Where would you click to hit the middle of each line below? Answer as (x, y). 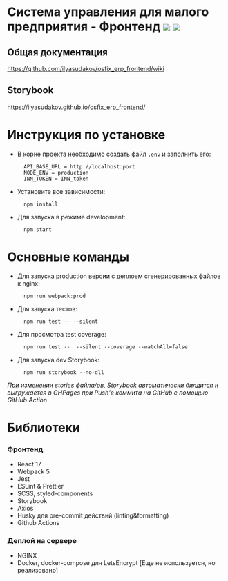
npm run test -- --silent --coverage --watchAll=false (106, 347)
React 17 (29, 464)
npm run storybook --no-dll (64, 372)
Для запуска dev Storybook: (58, 360)
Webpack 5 (34, 472)
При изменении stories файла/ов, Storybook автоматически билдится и (113, 385)
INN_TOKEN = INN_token (56, 179)
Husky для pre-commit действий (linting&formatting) (93, 515)
